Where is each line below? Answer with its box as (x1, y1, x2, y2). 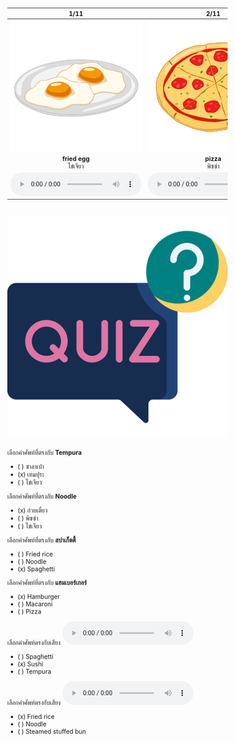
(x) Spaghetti (17, 565, 55, 573)
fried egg (62, 155, 90, 163)
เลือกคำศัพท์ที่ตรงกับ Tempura (7, 448, 83, 456)
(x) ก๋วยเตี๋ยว (17, 506, 48, 514)
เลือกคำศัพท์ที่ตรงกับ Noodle (7, 492, 77, 500)
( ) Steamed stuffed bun (17, 727, 86, 736)
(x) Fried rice (17, 712, 55, 720)
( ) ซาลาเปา (17, 462, 45, 470)
